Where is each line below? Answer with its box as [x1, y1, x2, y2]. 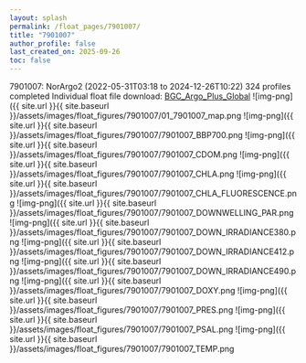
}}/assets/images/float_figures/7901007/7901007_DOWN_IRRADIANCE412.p [9, 246, 295, 257]
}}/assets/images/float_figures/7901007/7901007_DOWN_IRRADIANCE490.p [9, 266, 297, 276]
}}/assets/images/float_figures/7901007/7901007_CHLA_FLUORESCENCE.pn [9, 188, 298, 198]
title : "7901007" [9, 30, 76, 39]
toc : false [9, 56, 51, 65]
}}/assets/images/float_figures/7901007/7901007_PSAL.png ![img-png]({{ [9, 324, 286, 335]
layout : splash [9, 13, 68, 23]
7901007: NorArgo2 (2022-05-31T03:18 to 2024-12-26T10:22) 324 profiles [9, 81, 291, 91]
